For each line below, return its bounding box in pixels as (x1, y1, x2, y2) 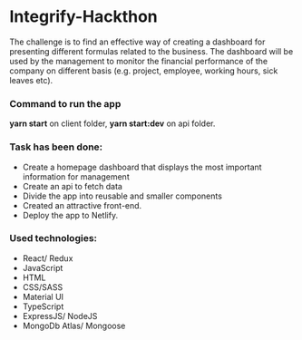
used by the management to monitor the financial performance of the (9, 55, 268, 66)
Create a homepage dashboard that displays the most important (22, 161, 262, 172)
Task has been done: (9, 141, 103, 153)
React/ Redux (22, 252, 73, 264)
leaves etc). (9, 74, 54, 85)
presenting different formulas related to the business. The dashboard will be (9, 45, 294, 56)
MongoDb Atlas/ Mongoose (22, 320, 126, 331)
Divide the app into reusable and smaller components (22, 190, 222, 201)
